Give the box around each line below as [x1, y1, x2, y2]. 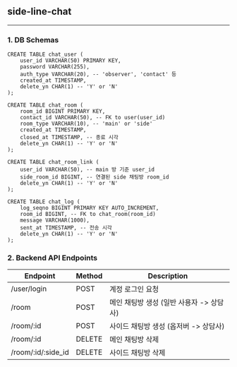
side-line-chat [7, 6, 72, 18]
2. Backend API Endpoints [7, 253, 98, 263]
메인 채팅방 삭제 [109, 335, 159, 344]
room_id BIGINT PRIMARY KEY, [20, 108, 106, 115]
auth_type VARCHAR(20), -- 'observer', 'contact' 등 [20, 71, 177, 78]
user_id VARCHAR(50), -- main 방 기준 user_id [20, 166, 155, 174]
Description [147, 271, 188, 281]
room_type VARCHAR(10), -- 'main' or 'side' [20, 120, 153, 128]
